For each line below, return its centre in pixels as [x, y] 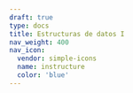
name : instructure [51, 67]
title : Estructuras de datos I [67, 34]
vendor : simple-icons [57, 58]
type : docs [29, 26]
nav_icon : [27, 50]
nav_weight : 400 [39, 42]
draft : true [31, 17]
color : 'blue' [43, 75]
